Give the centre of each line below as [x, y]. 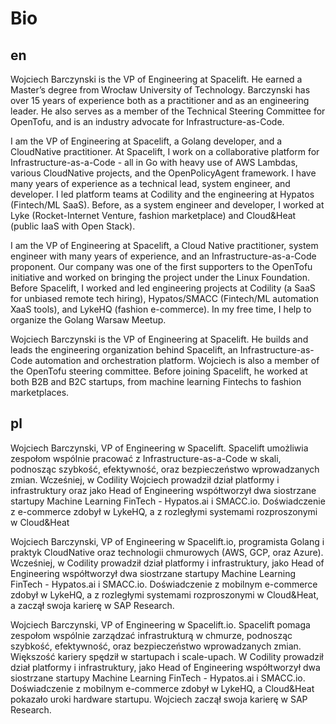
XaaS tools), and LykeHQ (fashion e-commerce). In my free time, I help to [161, 309]
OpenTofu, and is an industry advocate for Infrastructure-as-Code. [147, 121]
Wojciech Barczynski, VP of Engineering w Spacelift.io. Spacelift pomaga [160, 624]
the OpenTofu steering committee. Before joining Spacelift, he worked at [159, 371]
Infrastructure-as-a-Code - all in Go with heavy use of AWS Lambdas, [154, 162]
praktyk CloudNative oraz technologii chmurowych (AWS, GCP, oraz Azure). [167, 552]
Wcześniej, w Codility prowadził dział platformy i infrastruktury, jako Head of [167, 563]
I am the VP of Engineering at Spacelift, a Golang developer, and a [146, 141]
